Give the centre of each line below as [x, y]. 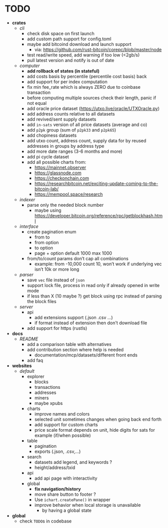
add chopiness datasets [52, 135]
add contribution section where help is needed [75, 349]
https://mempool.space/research [69, 194]
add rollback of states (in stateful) [63, 71]
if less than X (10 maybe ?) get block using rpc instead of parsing [94, 296]
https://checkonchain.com [62, 178]
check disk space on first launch [61, 33]
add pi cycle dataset [48, 156]
